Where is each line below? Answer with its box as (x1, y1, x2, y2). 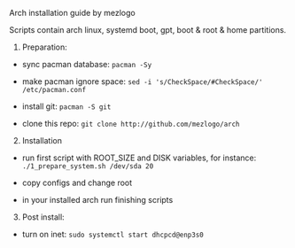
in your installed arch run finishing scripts (21, 195, 174, 205)
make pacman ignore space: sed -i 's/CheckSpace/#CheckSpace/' (21, 76, 263, 87)
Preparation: (21, 42, 68, 52)
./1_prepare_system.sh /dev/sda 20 (21, 162, 154, 171)
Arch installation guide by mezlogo (9, 8, 136, 18)
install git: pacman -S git (21, 101, 112, 112)
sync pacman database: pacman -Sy (21, 59, 152, 69)
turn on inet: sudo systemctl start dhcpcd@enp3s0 (21, 229, 204, 239)
